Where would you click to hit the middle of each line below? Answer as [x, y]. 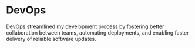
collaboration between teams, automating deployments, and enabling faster [97, 32]
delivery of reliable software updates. [51, 39]
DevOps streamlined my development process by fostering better [85, 26]
